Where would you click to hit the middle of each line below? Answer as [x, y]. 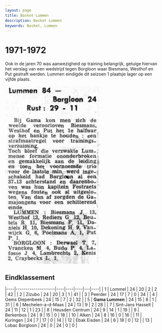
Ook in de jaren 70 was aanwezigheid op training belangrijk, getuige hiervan [81, 64]
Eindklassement [30, 277]
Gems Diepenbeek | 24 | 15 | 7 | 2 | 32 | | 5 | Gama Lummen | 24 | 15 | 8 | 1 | [81, 299]
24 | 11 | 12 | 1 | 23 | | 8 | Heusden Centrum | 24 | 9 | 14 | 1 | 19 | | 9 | [72, 310]
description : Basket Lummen [34, 20]
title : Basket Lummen [27, 15]
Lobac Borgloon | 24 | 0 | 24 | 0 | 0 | [41, 325]
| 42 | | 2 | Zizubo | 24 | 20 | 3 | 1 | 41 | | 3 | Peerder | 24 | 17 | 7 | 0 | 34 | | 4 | [81, 294]
